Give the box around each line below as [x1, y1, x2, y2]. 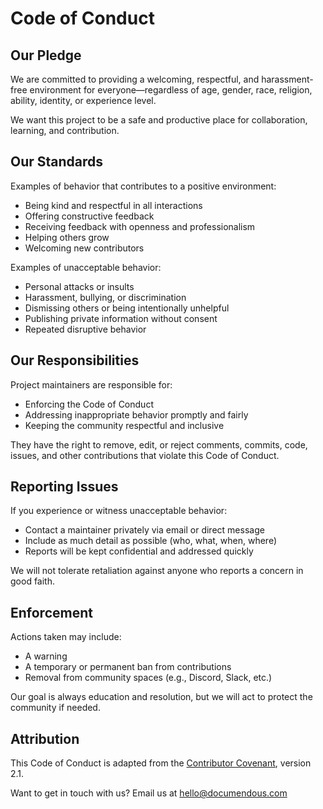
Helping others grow [24, 231, 110, 243]
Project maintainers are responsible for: [10, 378, 173, 391]
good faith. [10, 575, 55, 587]
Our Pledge [10, 47, 82, 64]
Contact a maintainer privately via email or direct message [24, 524, 265, 536]
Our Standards [10, 153, 104, 171]
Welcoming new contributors [24, 242, 145, 254]
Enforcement [10, 604, 93, 621]
